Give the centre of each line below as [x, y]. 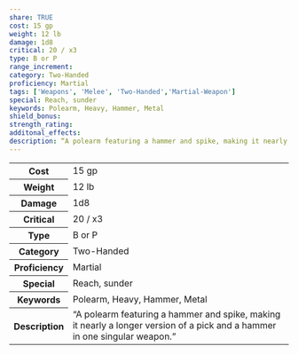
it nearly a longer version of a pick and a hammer [174, 326]
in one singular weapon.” [124, 336]
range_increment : [41, 67]
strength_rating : [41, 125]
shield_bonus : [35, 116]
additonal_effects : [45, 133]
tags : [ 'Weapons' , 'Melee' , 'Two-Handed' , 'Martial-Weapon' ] [123, 91]
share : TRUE [31, 17]
